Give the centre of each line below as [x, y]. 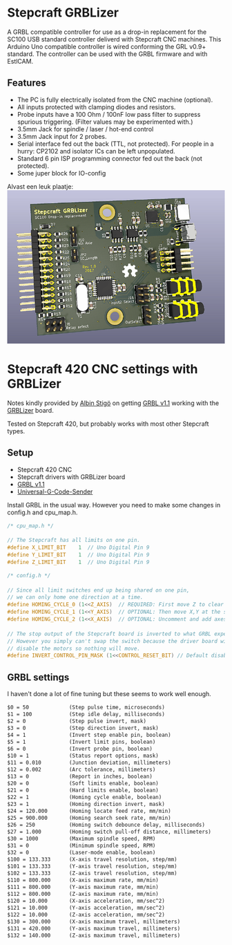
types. [16, 431]
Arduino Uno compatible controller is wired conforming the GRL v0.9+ [107, 46]
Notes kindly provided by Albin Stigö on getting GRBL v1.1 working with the [113, 403]
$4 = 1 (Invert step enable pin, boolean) [89, 735]
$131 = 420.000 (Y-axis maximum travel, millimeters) [94, 929]
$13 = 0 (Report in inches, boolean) [80, 777]
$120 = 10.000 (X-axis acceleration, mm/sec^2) [86, 901]
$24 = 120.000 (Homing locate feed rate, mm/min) [89, 811]
